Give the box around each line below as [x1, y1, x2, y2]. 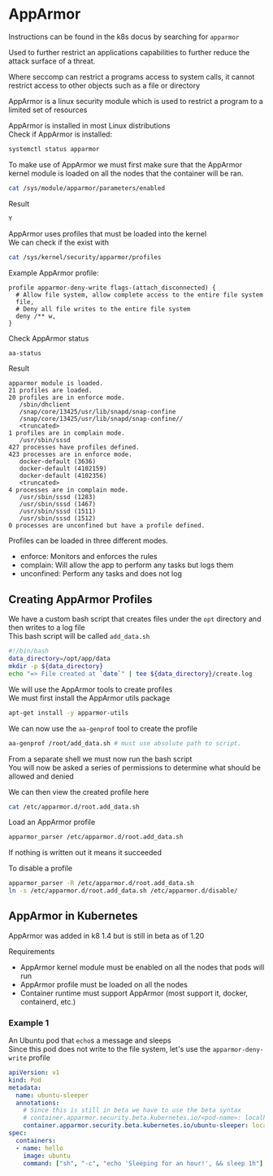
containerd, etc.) [19, 996, 76, 1006]
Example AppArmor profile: [8, 267, 99, 277]
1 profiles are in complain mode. [8, 429, 126, 437]
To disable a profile [8, 863, 73, 874]
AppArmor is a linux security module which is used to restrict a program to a [8, 96, 264, 106]
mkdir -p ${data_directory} [8, 662, 104, 670]
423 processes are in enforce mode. [8, 450, 132, 459]
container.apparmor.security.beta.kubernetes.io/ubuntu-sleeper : [23, 1122, 249, 1130]
